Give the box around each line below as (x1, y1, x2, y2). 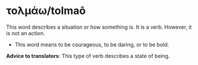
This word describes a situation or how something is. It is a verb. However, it (6, 23, 192, 30)
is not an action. (6, 29, 46, 36)
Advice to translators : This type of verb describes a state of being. (6, 52, 170, 59)
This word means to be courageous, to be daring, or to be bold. (14, 41, 170, 48)
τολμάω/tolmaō (6, 4, 86, 18)
